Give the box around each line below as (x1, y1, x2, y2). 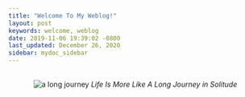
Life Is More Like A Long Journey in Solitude (90, 79, 238, 89)
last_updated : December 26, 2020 (8, 42, 121, 50)
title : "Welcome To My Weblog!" (8, 11, 117, 20)
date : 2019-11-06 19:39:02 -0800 (8, 34, 121, 42)
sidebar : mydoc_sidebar (8, 49, 89, 57)
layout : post (8, 19, 52, 27)
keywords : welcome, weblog (8, 26, 99, 34)
